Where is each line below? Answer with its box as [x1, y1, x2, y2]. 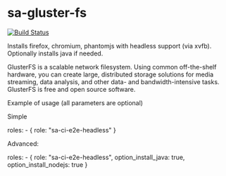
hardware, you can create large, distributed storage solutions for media [7, 70, 214, 79]
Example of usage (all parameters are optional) [7, 98, 143, 107]
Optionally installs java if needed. [7, 49, 103, 57]
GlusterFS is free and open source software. [7, 85, 136, 93]
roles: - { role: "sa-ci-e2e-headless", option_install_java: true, [7, 153, 185, 161]
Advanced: [7, 139, 39, 148]
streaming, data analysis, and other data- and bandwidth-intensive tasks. [7, 77, 220, 86]
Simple [7, 112, 27, 121]
